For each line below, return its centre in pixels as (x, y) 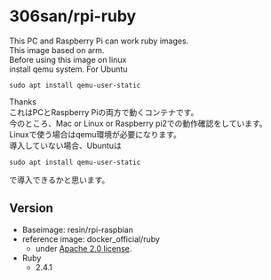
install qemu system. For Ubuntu (68, 69)
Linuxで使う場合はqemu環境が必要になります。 (96, 134)
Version (31, 209)
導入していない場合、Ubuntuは (65, 145)
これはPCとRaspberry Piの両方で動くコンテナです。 (104, 112)
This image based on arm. (57, 50)
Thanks (23, 101)
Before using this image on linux (68, 59)
